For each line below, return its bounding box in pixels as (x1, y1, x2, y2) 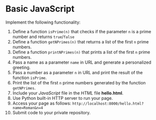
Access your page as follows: (12, 100, 71, 106)
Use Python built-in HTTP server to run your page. (12, 95, 113, 101)
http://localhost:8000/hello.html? (72, 101, 144, 106)
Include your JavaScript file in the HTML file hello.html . (12, 90, 124, 96)
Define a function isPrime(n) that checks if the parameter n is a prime (12, 28, 152, 34)
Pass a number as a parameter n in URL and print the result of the (12, 69, 143, 75)
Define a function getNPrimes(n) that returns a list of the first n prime (12, 39, 149, 44)
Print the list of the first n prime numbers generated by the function (12, 80, 146, 85)
